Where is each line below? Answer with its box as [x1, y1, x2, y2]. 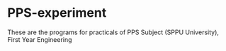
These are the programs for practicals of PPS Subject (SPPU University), [7, 28, 220, 36]
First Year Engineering [7, 35, 72, 43]
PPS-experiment [7, 5, 107, 21]
